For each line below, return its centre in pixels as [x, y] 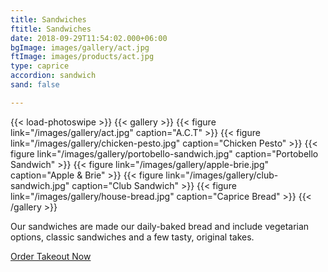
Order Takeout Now [51, 256]
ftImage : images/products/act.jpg [82, 57]
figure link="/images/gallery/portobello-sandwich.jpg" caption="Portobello [164, 153]
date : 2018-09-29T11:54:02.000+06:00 [89, 38]
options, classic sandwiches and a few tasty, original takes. [132, 237]
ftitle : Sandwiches [51, 29]
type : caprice [40, 66]
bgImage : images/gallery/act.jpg [80, 47]
